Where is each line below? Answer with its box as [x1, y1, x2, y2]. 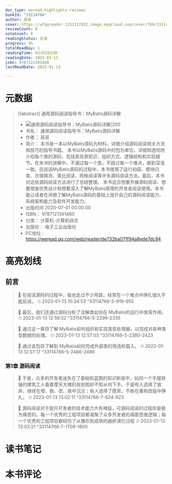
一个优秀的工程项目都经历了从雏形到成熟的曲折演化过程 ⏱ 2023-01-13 [17, 418, 165, 424]
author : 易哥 [5, 17, 32, 22]
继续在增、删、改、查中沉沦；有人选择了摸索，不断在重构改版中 [27, 388, 162, 394]
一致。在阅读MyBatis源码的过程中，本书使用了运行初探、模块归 [25, 166, 160, 172]
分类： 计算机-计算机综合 [25, 217, 78, 224]
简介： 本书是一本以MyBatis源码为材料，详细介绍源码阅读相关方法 [25, 141, 165, 147]
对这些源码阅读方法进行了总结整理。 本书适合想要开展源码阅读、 [25, 179, 162, 185]
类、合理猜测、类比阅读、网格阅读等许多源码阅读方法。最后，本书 [25, 172, 165, 179]
